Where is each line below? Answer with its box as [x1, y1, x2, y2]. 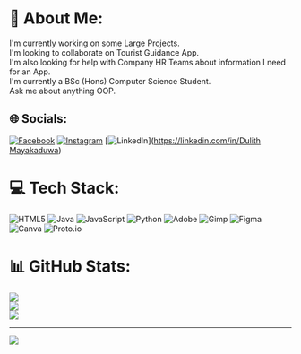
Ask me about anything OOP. [9, 85, 116, 96]
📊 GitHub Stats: [9, 255, 132, 276]
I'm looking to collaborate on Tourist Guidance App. [9, 47, 200, 57]
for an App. [9, 66, 51, 77]
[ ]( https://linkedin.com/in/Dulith [104, 134, 262, 146]
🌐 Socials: [9, 111, 68, 126]
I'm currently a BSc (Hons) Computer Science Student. [9, 75, 211, 86]
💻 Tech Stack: [9, 177, 120, 198]
